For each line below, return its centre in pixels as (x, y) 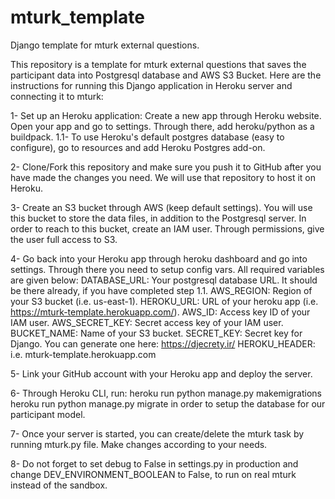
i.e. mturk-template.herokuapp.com (83, 354)
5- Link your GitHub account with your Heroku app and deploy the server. (161, 373)
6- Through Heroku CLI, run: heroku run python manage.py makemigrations (166, 393)
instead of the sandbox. (59, 485)
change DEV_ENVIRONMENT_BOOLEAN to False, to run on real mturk (153, 474)
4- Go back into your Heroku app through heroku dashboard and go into (159, 258)
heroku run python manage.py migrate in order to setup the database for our (168, 403)
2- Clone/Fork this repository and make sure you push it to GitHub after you (166, 167)
